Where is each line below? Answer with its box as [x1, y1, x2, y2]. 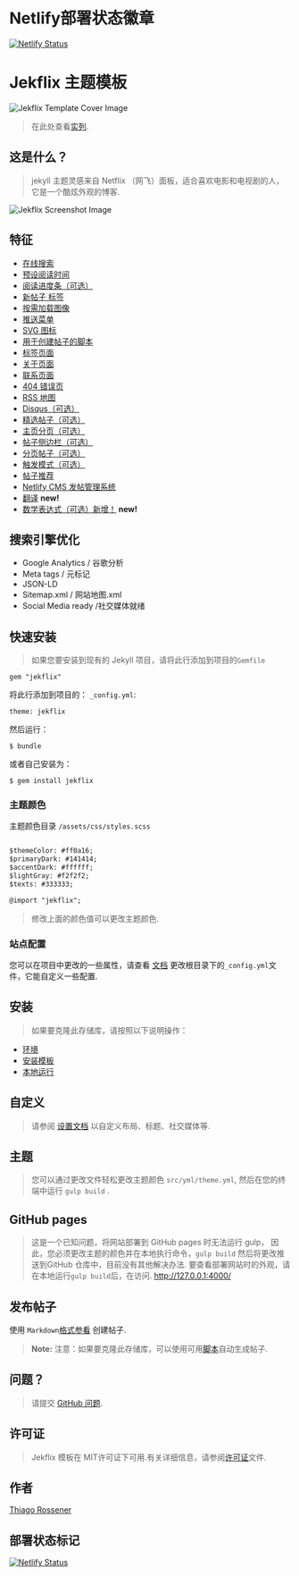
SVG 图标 [21, 324, 57, 335]
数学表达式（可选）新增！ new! [21, 503, 138, 514]
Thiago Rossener [9, 1504, 72, 1515]
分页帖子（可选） [21, 448, 86, 459]
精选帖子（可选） [21, 414, 86, 425]
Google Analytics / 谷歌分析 [21, 558, 124, 569]
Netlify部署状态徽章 [9, 8, 154, 29]
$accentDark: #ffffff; [9, 864, 94, 872]
